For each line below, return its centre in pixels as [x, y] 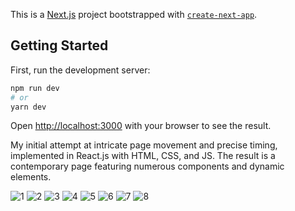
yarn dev [28, 107]
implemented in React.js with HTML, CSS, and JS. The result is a [143, 156]
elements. [31, 177]
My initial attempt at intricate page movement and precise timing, [144, 145]
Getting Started [59, 45]
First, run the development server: [80, 70]
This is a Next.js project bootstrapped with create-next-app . [134, 14]
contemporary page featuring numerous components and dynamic [147, 166]
